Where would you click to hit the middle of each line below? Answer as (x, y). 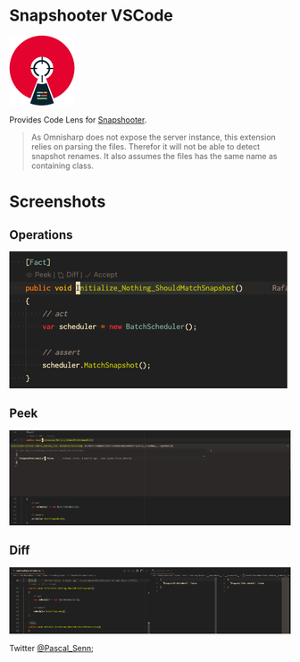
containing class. (62, 165)
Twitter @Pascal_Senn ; (51, 649)
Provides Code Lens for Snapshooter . (78, 119)
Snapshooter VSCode (92, 16)
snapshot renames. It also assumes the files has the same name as (154, 156)
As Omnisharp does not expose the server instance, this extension (154, 137)
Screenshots (58, 202)
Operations (41, 235)
